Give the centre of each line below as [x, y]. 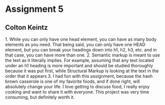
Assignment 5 [34, 9]
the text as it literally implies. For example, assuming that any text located [80, 60]
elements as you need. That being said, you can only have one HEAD [75, 45]
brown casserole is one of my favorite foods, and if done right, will [72, 81]
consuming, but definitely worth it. [40, 97]
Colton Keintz [27, 27]
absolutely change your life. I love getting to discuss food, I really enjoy [77, 87]
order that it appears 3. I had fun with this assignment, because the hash [79, 76]
